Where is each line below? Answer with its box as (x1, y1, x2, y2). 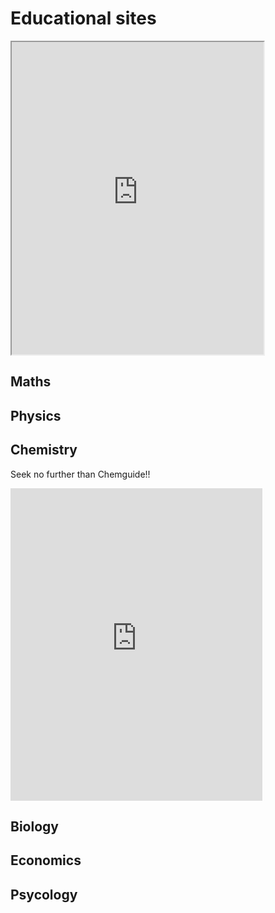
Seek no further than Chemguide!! (10, 468, 151, 480)
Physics (10, 407, 62, 424)
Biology (10, 818, 59, 835)
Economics (10, 852, 82, 869)
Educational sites (10, 7, 157, 30)
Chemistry (10, 442, 78, 459)
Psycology (10, 886, 78, 903)
